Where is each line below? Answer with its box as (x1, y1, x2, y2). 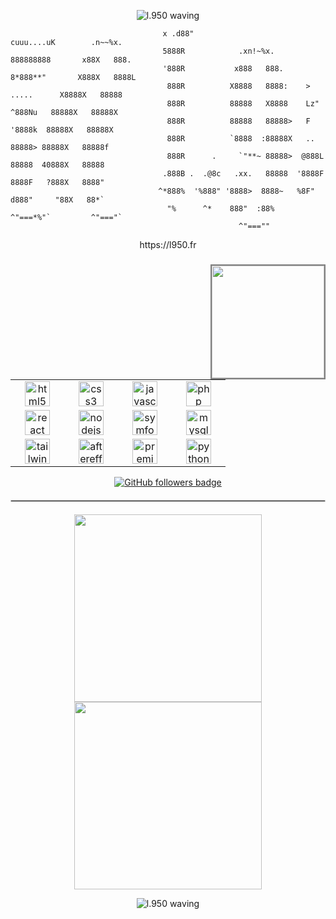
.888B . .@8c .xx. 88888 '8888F (162, 169, 325, 179)
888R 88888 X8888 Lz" (166, 99, 320, 109)
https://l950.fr (139, 239, 197, 250)
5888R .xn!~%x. (162, 46, 275, 56)
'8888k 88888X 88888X (10, 125, 114, 135)
